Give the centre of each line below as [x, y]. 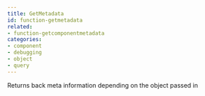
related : [20, 26]
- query [19, 65]
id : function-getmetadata [45, 20]
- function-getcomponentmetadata [56, 33]
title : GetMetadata [36, 14]
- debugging [24, 53]
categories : [24, 40]
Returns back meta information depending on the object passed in [102, 85]
